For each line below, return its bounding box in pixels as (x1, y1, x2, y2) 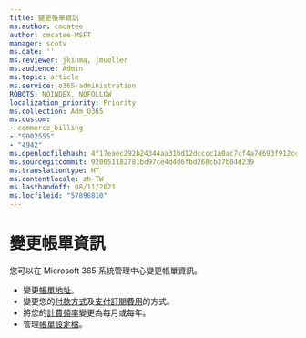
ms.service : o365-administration (9, 81, 137, 90)
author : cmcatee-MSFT (9, 30, 92, 39)
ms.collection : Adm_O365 (9, 107, 104, 116)
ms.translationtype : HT (9, 166, 100, 175)
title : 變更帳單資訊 (9, 13, 79, 23)
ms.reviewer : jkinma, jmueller (9, 56, 128, 65)
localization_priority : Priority (9, 97, 137, 108)
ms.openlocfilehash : (9, 149, 88, 158)
